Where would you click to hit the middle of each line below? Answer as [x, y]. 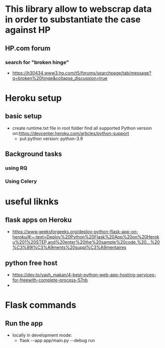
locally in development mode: [42, 335]
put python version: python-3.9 [51, 139]
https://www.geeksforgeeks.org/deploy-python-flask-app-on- [75, 232]
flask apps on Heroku [38, 220]
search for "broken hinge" [37, 62]
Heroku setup [33, 98]
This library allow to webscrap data [78, 9]
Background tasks [34, 154]
